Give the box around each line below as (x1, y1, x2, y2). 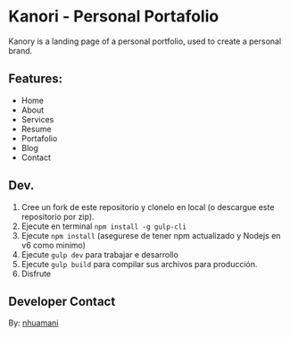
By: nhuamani (8, 317, 59, 328)
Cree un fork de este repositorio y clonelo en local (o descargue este (21, 201, 275, 212)
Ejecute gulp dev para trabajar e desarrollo (21, 249, 179, 260)
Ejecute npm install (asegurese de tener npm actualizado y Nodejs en (21, 230, 281, 240)
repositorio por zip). (21, 211, 95, 222)
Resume (21, 123, 52, 134)
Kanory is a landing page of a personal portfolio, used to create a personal (8, 36, 282, 46)
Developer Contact (8, 293, 116, 309)
